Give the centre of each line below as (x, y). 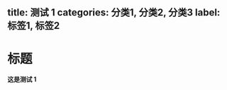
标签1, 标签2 (34, 26)
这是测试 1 (22, 79)
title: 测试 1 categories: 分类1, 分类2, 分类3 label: (114, 13)
